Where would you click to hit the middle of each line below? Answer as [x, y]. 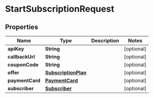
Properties [22, 27]
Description [105, 41]
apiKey [16, 49]
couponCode [23, 65]
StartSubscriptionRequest [60, 9]
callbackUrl [21, 57]
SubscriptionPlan [66, 73]
